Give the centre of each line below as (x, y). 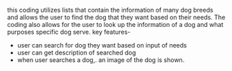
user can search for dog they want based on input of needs (102, 45)
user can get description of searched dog (77, 52)
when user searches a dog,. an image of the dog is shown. (101, 60)
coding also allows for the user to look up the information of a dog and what (115, 24)
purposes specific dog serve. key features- (69, 32)
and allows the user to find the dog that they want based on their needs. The (116, 17)
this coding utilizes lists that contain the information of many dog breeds (110, 10)
